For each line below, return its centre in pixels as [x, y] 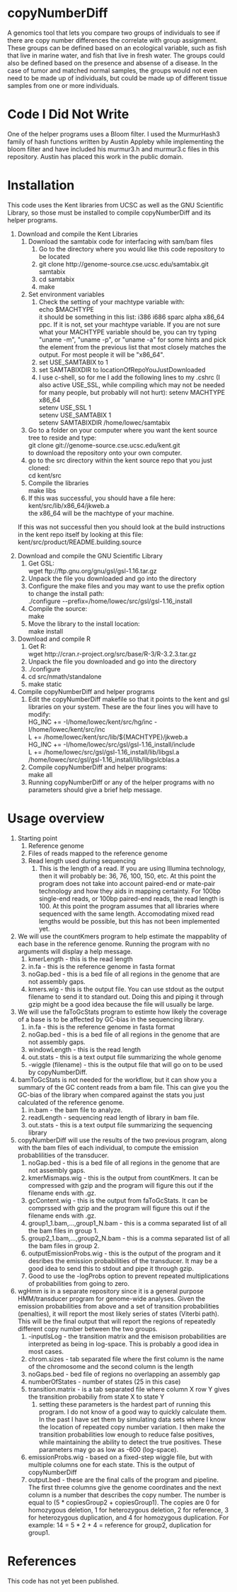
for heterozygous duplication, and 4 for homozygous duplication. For [128, 1517]
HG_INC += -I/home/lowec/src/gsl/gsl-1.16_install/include [111, 744]
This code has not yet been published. [63, 1581]
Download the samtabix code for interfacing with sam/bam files [121, 241]
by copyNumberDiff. [58, 1072]
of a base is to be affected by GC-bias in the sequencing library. [111, 1019]
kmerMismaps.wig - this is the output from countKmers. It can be [123, 1178]
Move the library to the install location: [84, 624]
